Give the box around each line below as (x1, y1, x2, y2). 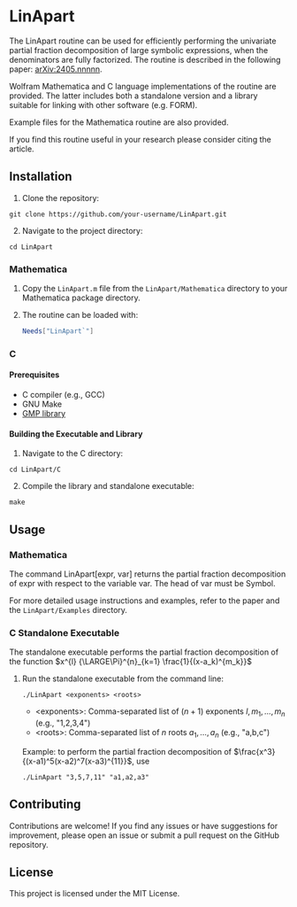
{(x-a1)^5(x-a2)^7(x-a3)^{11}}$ (21, 756, 133, 766)
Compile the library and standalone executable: (21, 481, 194, 492)
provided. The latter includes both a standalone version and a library (9, 90, 258, 101)
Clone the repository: (21, 192, 100, 203)
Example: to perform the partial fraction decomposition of (21, 746, 232, 756)
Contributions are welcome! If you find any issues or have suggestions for (9, 820, 278, 831)
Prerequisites (9, 369, 60, 380)
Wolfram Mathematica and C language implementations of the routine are (9, 81, 277, 91)
